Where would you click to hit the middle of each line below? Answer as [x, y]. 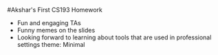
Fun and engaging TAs [49, 23]
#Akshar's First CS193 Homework [55, 10]
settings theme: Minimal [51, 44]
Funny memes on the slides [56, 30]
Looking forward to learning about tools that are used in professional [114, 37]
